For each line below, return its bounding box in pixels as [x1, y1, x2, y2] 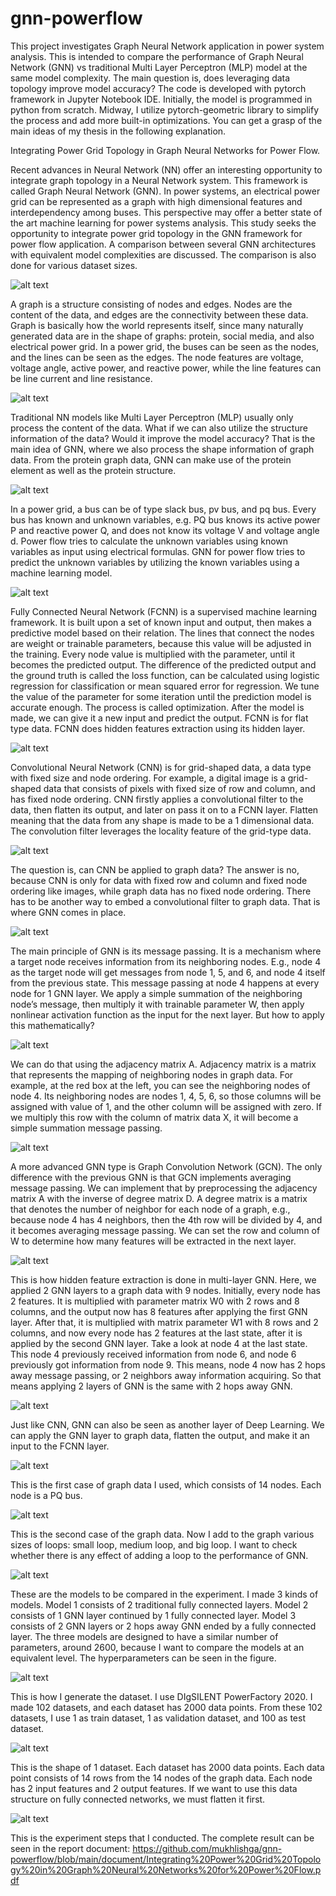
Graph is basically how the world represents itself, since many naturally [10, 319, 304, 331]
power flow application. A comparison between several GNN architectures [10, 238, 317, 250]
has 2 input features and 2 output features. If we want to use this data [10, 1782, 298, 1794]
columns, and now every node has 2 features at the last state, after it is [10, 1327, 303, 1339]
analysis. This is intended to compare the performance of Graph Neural [10, 50, 304, 62]
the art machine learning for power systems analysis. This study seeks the [10, 217, 317, 229]
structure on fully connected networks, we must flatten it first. [10, 1793, 266, 1805]
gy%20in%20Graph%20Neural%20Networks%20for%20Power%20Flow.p [10, 1863, 322, 1876]
